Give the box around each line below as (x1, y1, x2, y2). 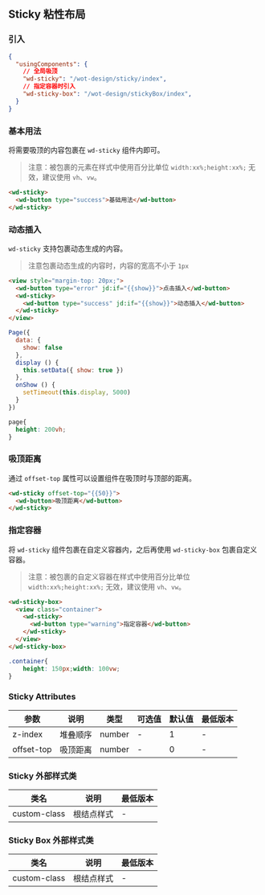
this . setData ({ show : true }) (22, 366, 124, 374)
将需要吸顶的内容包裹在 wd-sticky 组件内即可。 (8, 145, 165, 154)
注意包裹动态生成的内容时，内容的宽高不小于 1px (27, 261, 190, 270)
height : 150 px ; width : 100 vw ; (22, 664, 120, 673)
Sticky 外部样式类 (8, 770, 77, 782)
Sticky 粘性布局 (8, 7, 86, 22)
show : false (22, 343, 63, 351)
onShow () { (15, 381, 56, 389)
